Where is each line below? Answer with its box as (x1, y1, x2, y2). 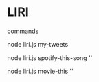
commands (7, 27, 39, 35)
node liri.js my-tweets (7, 40, 69, 48)
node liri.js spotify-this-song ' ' (7, 53, 93, 62)
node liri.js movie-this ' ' (7, 67, 74, 75)
